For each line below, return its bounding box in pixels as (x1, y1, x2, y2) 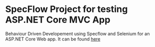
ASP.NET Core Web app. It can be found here (5, 36, 101, 42)
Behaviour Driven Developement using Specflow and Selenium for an (5, 30, 150, 36)
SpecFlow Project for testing (5, 3, 128, 15)
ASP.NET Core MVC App (5, 14, 111, 25)
